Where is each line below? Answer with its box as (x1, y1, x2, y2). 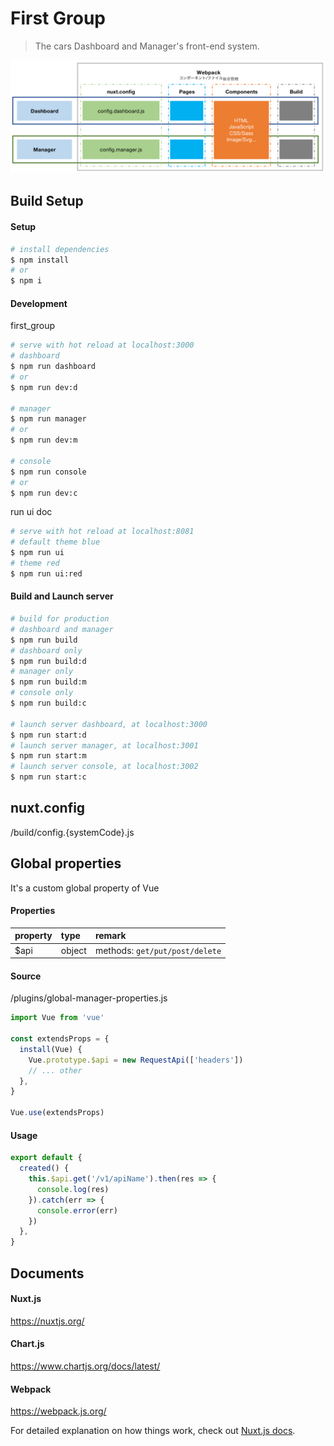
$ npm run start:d (10, 730, 87, 740)
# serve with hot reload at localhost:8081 (10, 527, 195, 537)
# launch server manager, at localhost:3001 (10, 740, 199, 751)
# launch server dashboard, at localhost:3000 (10, 719, 208, 729)
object (60, 944, 87, 956)
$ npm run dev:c (10, 488, 78, 498)
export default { (10, 1153, 83, 1163)
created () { (19, 1163, 70, 1174)
